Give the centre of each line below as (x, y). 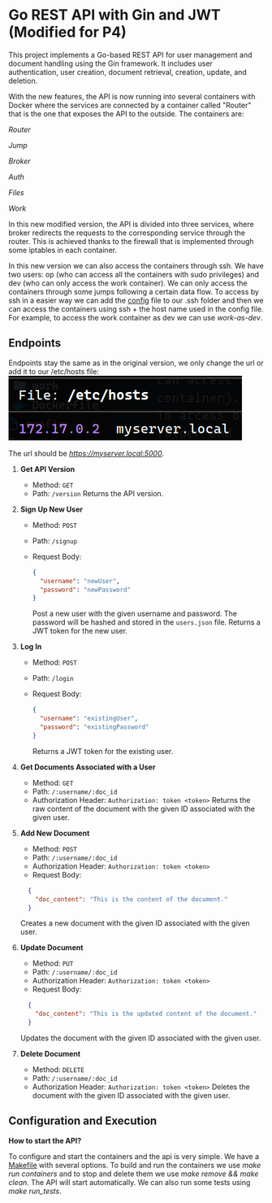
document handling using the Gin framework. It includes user (111, 63)
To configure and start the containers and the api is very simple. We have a (134, 1156)
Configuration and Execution (83, 1121)
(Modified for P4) (68, 32)
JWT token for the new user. (80, 631)
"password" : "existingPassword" (94, 727)
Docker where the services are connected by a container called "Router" (130, 105)
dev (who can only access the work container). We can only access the (128, 283)
